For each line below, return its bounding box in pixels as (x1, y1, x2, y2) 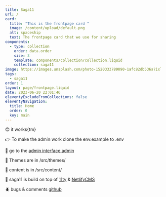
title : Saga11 (5, 7, 35, 12)
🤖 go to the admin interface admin (5, 148, 75, 154)
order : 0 (9, 108, 28, 114)
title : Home (9, 104, 35, 109)
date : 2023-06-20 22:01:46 (5, 90, 61, 95)
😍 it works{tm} (5, 126, 36, 132)
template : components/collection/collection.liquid (14, 58, 123, 63)
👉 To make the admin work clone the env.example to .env (5, 136, 124, 142)
